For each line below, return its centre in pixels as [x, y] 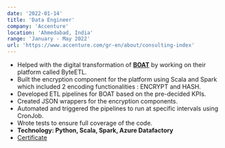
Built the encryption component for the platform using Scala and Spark [117, 79]
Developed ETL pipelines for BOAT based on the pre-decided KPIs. [111, 94]
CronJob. [30, 116]
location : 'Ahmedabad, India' [50, 33]
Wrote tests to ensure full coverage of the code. [85, 123]
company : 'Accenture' [38, 26]
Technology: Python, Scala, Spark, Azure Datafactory [95, 130]
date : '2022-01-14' [35, 13]
